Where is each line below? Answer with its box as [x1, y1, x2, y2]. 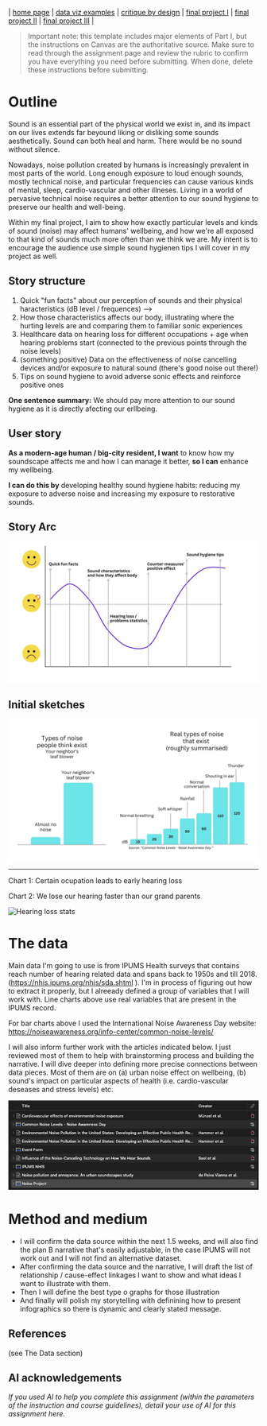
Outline [8, 93, 58, 111]
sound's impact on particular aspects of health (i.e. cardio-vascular [8, 1076, 229, 1086]
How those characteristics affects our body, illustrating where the [19, 312, 234, 322]
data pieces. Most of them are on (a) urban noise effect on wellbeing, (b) [8, 1068, 246, 1077]
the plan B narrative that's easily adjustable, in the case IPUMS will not [19, 1245, 250, 1254]
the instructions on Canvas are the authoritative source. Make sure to [27, 40, 254, 49]
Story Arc [8, 520, 57, 533]
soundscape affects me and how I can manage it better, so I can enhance [8, 456, 249, 466]
